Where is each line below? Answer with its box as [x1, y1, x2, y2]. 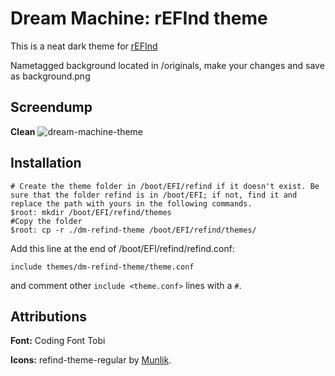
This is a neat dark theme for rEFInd [10, 40, 158, 52]
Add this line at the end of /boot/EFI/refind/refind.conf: [10, 242, 235, 254]
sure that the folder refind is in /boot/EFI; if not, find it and [10, 190, 298, 200]
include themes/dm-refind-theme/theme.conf [10, 262, 195, 272]
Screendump [10, 99, 93, 116]
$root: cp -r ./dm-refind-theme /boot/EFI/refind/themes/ [10, 225, 257, 235]
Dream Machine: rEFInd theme [10, 7, 268, 30]
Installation [10, 155, 82, 172]
